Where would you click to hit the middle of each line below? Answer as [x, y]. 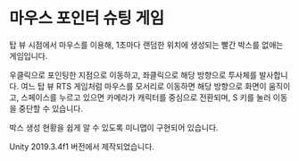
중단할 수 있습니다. [50, 108]
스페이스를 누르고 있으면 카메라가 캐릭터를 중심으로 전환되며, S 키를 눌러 [146, 97]
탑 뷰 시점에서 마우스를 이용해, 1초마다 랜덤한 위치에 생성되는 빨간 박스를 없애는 [146, 45]
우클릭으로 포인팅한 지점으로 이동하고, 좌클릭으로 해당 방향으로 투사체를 [133, 75]
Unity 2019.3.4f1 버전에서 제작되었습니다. [82, 146]
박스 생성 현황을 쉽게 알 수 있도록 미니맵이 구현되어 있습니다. [114, 127]
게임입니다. [29, 55]
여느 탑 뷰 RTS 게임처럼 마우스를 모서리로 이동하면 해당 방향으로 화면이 [144, 86]
